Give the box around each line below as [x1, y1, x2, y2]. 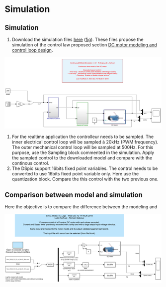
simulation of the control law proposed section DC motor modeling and [11, 42, 157, 48]
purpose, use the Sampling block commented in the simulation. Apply [11, 149, 155, 155]
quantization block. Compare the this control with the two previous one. [11, 176, 159, 182]
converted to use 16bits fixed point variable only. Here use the [11, 171, 139, 177]
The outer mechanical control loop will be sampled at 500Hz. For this [11, 144, 154, 150]
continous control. [11, 160, 49, 166]
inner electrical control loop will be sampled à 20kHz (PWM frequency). [11, 139, 159, 145]
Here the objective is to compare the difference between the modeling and [4, 204, 158, 210]
